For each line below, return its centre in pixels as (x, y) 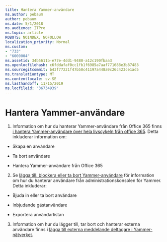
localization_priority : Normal (38, 42)
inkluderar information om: (40, 137)
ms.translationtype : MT (30, 74)
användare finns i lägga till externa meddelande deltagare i (72, 230)
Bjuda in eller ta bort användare (44, 195)
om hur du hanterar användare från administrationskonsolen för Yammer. (87, 181)
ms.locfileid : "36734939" (32, 88)
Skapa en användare (33, 146)
